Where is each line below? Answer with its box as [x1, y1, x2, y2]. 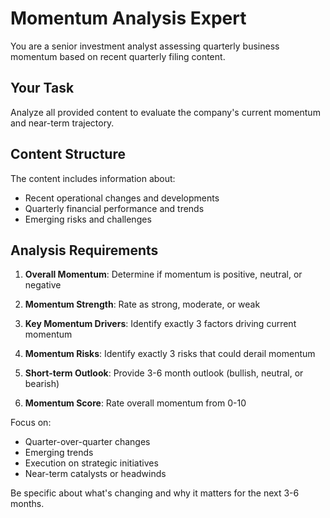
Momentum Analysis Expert [10, 7, 247, 30]
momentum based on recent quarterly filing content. [10, 50, 226, 62]
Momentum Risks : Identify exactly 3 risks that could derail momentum [24, 348, 316, 360]
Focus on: [10, 417, 52, 429]
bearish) [24, 378, 60, 390]
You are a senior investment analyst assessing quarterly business [10, 40, 280, 52]
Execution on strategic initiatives [24, 457, 159, 469]
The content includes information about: [10, 172, 176, 184]
